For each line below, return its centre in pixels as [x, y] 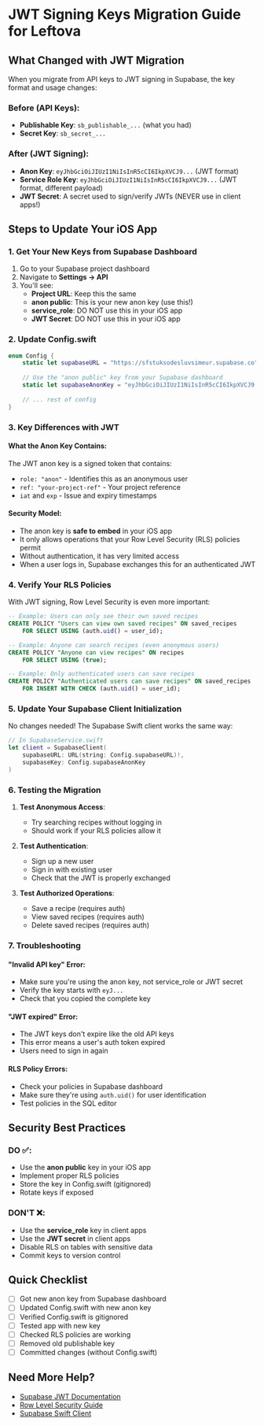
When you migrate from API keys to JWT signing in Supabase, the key [122, 79]
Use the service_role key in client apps [83, 1230]
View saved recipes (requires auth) [88, 917]
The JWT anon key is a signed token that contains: [90, 463]
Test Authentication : [54, 846]
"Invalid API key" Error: [47, 964]
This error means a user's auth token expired [92, 1043]
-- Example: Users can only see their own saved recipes [103, 617]
